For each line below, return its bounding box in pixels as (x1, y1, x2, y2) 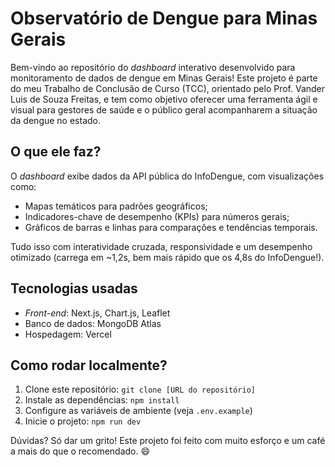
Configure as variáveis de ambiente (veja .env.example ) (24, 405, 253, 417)
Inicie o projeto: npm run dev (24, 415, 142, 427)
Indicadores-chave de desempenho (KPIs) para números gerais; (24, 210, 290, 222)
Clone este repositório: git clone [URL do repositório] (24, 383, 256, 396)
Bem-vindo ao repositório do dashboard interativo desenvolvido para (10, 61, 296, 73)
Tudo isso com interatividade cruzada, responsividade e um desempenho (10, 240, 313, 252)
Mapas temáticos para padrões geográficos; (24, 200, 208, 212)
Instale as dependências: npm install (24, 394, 180, 406)
